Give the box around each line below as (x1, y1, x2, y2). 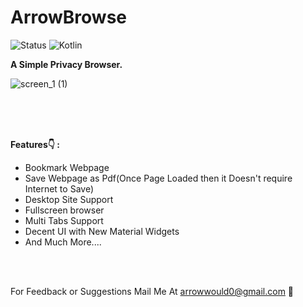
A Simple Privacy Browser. (10, 58, 123, 70)
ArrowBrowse (10, 6, 128, 29)
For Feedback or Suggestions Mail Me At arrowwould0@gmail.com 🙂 (10, 285, 295, 297)
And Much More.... (24, 236, 102, 248)
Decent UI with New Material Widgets (24, 225, 180, 237)
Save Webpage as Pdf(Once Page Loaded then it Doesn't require (24, 172, 293, 184)
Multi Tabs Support (24, 214, 104, 226)
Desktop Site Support (24, 193, 114, 205)
